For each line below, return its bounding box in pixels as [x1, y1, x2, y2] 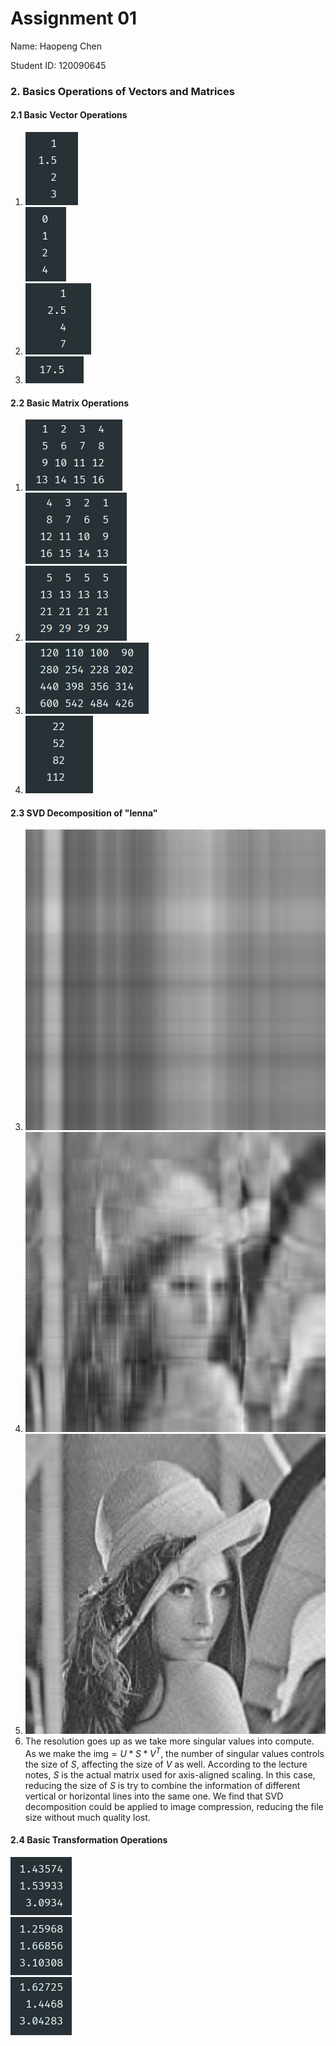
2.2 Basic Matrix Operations [10, 397, 130, 409]
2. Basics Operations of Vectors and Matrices [10, 84, 235, 98]
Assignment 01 [10, 7, 138, 30]
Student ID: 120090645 [10, 59, 107, 71]
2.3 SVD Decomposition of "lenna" [10, 807, 158, 819]
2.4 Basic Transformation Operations [10, 1834, 168, 1846]
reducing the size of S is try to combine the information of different [24, 1779, 301, 1791]
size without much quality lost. [24, 1811, 151, 1823]
